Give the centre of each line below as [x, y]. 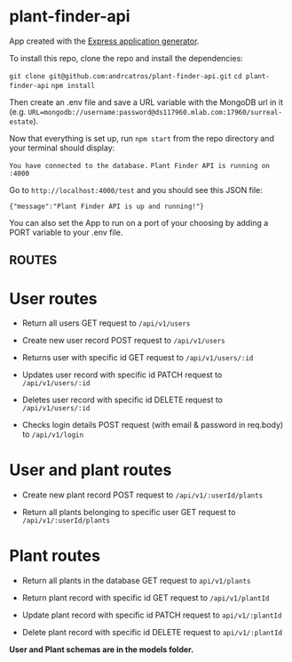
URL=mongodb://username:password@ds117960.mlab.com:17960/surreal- [155, 112]
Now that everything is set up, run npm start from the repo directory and [142, 138]
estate [21, 122]
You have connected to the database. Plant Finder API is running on [140, 165]
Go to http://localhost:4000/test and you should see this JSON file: [136, 190]
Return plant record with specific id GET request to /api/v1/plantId [146, 598]
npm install [73, 85]
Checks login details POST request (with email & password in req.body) [153, 425]
